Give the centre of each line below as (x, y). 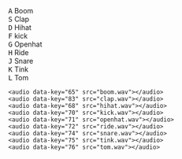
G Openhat (25, 44)
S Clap (19, 19)
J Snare (21, 61)
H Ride (19, 52)
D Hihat (20, 28)
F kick (18, 36)
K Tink (19, 69)
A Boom (21, 11)
